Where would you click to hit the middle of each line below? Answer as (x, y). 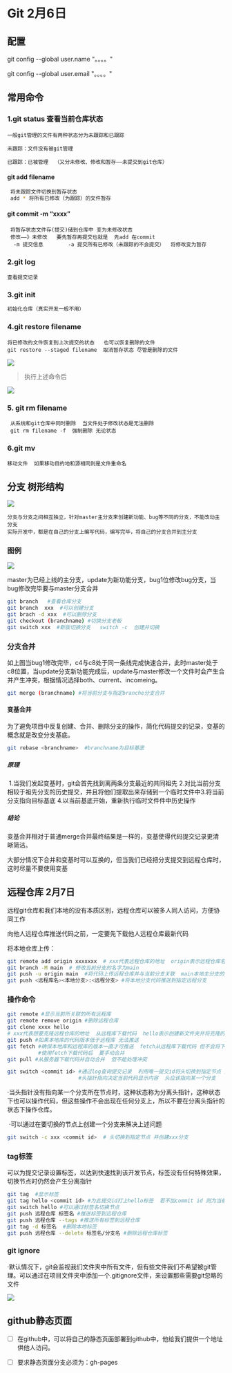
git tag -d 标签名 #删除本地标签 (52, 1226)
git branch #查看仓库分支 (44, 601)
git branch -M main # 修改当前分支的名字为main (73, 968)
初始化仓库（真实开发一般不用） (46, 309)
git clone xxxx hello (38, 1027)
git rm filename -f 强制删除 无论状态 (63, 431)
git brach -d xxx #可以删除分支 (52, 615)
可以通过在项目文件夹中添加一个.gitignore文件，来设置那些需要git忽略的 (121, 1275)
